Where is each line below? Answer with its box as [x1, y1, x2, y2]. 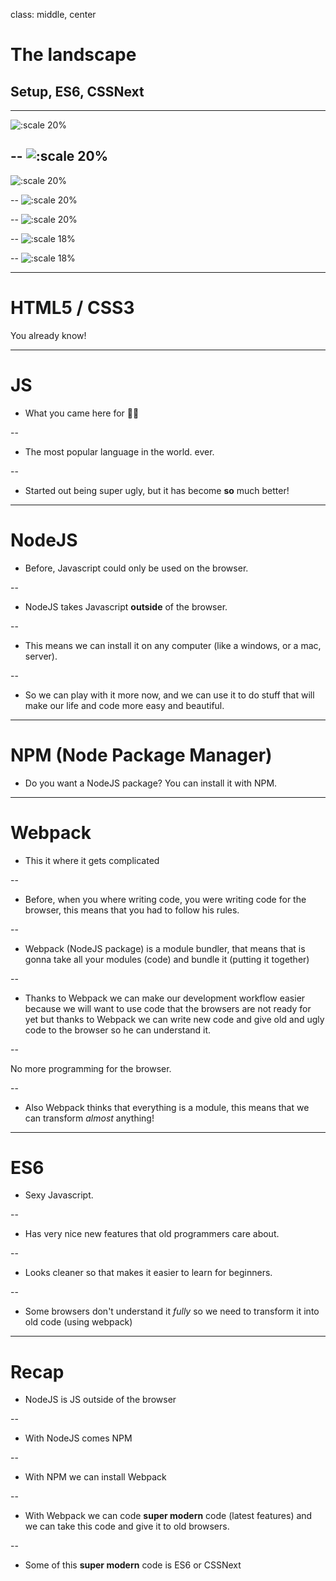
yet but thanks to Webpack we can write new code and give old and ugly [24, 1013, 325, 1025]
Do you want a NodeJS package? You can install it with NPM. [24, 777, 278, 789]
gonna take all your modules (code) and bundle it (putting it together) [24, 953, 310, 965]
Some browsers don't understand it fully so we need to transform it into [24, 1305, 320, 1318]
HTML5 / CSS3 [10, 297, 135, 319]
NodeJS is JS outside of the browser [24, 1394, 177, 1406]
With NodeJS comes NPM [24, 1432, 133, 1444]
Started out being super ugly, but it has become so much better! [24, 484, 290, 496]
